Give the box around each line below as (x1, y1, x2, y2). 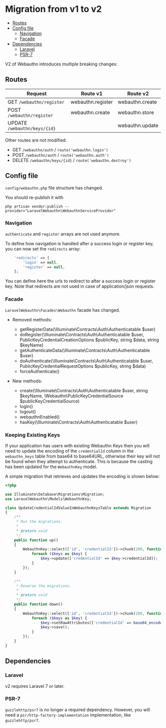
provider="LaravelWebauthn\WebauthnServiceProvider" (5, 208, 116, 213)
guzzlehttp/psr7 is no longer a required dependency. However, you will (5, 707, 150, 713)
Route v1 (81, 90, 103, 97)
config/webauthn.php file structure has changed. (5, 185, 103, 191)
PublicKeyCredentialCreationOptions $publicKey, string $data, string (19, 337, 159, 343)
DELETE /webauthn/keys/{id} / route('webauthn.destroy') (12, 157, 131, 163)
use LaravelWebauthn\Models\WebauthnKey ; (5, 496, 92, 501)
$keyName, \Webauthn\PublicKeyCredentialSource (19, 393, 124, 399)
